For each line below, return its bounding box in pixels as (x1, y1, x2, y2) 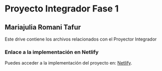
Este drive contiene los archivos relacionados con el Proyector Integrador (5, 36, 157, 42)
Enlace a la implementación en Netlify (5, 48, 99, 55)
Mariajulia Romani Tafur (5, 23, 81, 31)
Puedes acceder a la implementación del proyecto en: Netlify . (5, 60, 132, 66)
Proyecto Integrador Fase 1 (5, 3, 119, 14)
